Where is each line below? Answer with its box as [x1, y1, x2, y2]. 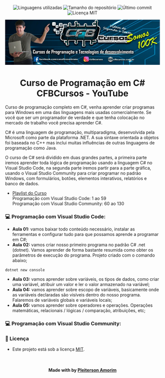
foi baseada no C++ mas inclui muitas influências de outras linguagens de [5, 140, 155, 145]
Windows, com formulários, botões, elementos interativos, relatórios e [5, 175, 147, 181]
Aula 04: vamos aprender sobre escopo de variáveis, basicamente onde [12, 287, 159, 292]
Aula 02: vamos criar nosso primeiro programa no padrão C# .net [12, 242, 145, 248]
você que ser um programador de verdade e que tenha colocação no [5, 115, 145, 120]
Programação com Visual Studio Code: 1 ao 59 [12, 195, 107, 201]
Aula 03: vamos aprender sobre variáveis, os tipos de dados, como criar [12, 276, 160, 282]
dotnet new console [5, 268, 45, 273]
